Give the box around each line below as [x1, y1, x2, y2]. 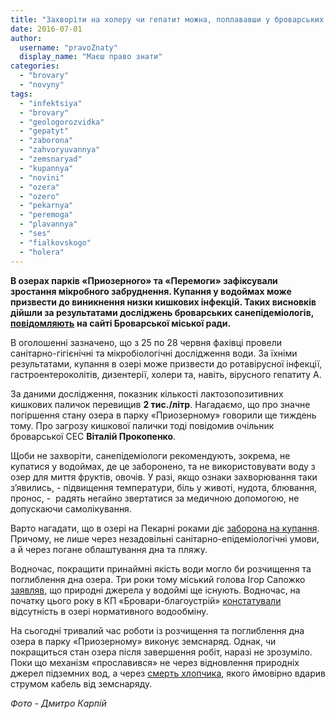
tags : [10, 89, 33, 99]
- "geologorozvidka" [19, 117, 105, 127]
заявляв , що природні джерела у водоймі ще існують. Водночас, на [10, 584, 301, 596]
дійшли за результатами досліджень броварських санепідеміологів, [10, 306, 315, 318]
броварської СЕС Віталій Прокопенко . [10, 430, 177, 442]
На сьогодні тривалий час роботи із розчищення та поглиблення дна [10, 624, 305, 636]
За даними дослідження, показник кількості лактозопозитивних [10, 387, 284, 400]
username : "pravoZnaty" [19, 42, 118, 53]
